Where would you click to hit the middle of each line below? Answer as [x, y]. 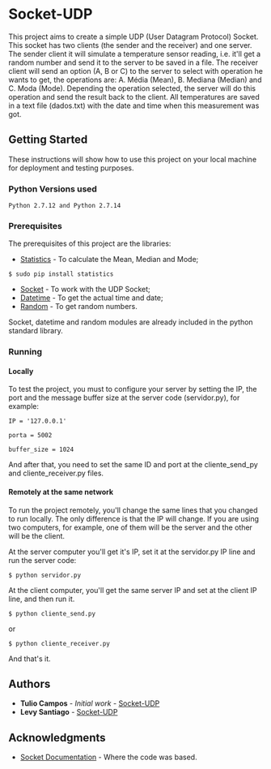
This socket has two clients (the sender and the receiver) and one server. [130, 45]
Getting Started [48, 140]
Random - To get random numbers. [78, 307]
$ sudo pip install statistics [61, 274]
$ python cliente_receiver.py [59, 643]
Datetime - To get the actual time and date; [91, 298]
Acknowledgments [57, 738]
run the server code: [42, 560]
